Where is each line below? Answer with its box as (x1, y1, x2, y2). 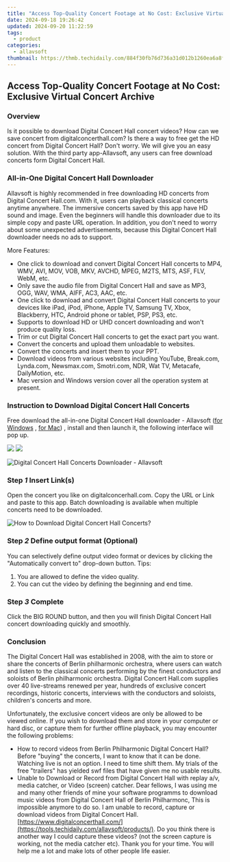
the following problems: (7, 731, 74, 740)
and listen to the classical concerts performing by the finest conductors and (7, 667, 221, 675)
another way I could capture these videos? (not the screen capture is (16, 832, 212, 841)
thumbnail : (7, 55, 38, 62)
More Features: (7, 246, 50, 254)
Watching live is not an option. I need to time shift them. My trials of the (16, 760, 218, 768)
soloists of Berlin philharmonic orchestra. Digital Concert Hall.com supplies (7, 674, 219, 683)
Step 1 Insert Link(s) (7, 475, 75, 485)
